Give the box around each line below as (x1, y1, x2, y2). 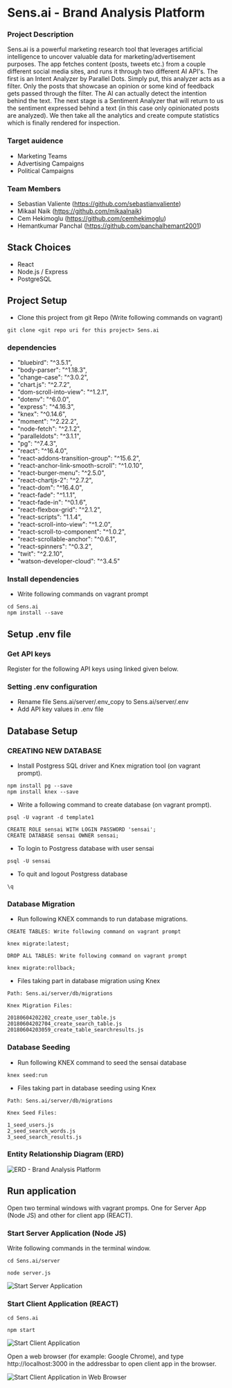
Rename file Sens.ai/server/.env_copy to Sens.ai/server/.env (17, 698, 189, 706)
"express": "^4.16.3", (17, 403, 75, 411)
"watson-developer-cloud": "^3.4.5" (17, 557, 121, 565)
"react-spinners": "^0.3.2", (17, 542, 93, 550)
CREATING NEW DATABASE (7, 746, 102, 755)
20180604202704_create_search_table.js (7, 1020, 123, 1027)
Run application (7, 1185, 77, 1197)
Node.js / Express (17, 267, 68, 276)
